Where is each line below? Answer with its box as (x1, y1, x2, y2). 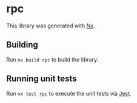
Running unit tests (6, 74, 77, 84)
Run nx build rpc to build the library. (6, 55, 99, 63)
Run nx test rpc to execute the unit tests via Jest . (6, 90, 132, 97)
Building (6, 40, 38, 50)
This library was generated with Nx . (6, 22, 95, 29)
